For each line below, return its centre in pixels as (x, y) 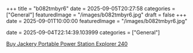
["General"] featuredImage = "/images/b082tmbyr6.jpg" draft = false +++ (96, 15)
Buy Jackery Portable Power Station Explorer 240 (67, 44)
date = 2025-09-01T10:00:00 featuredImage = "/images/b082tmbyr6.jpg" (97, 21)
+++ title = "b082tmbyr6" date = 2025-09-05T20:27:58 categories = (91, 9)
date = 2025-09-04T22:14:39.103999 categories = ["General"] (83, 32)
